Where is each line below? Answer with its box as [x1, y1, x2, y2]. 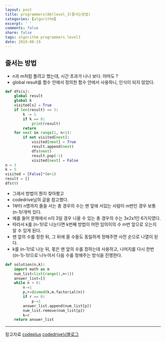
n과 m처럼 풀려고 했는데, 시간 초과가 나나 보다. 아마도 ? [12, 73, 119, 79]
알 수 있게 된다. [12, 227, 41, 233]
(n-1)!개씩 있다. [12, 209, 42, 215]
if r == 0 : [23, 295, 45, 299]
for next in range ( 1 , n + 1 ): [14, 130, 72, 135]
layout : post [5, 7, 32, 12]
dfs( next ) [31, 149, 52, 154]
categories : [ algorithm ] [5, 16, 56, 21]
